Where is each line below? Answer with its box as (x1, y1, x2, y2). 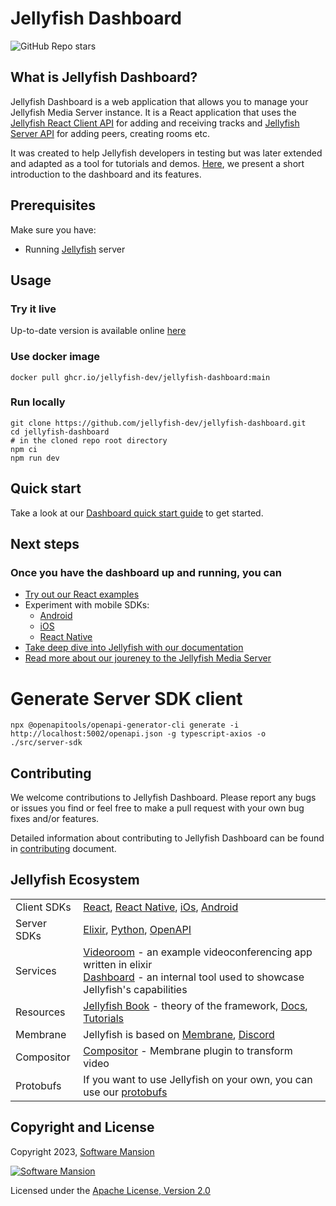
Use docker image (10, 350, 101, 364)
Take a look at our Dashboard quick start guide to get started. (10, 507, 264, 519)
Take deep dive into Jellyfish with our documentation (24, 642, 244, 654)
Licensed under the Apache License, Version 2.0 (10, 1184, 211, 1196)
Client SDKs (15, 900, 72, 914)
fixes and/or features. (10, 813, 100, 825)
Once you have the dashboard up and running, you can (10, 565, 283, 579)
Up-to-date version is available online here (10, 325, 187, 337)
